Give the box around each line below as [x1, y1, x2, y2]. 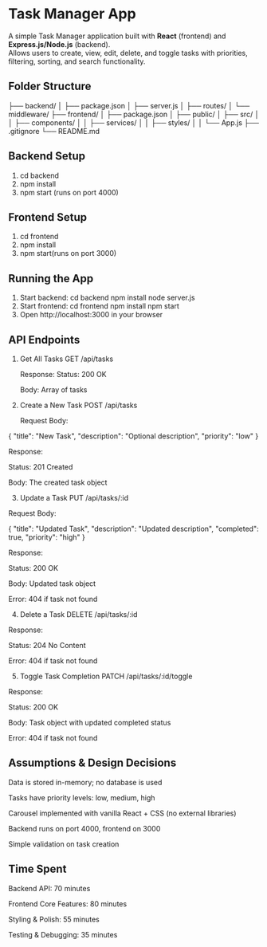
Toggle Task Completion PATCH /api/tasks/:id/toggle [19, 671, 193, 681]
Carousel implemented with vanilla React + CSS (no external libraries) [8, 808, 237, 818]
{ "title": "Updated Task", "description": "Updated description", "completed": [8, 524, 259, 533]
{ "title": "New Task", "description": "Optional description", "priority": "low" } [8, 431, 259, 441]
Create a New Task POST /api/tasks [19, 400, 138, 410]
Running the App [8, 272, 94, 285]
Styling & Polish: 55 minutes [8, 914, 100, 924]
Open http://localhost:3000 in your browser [19, 310, 163, 320]
